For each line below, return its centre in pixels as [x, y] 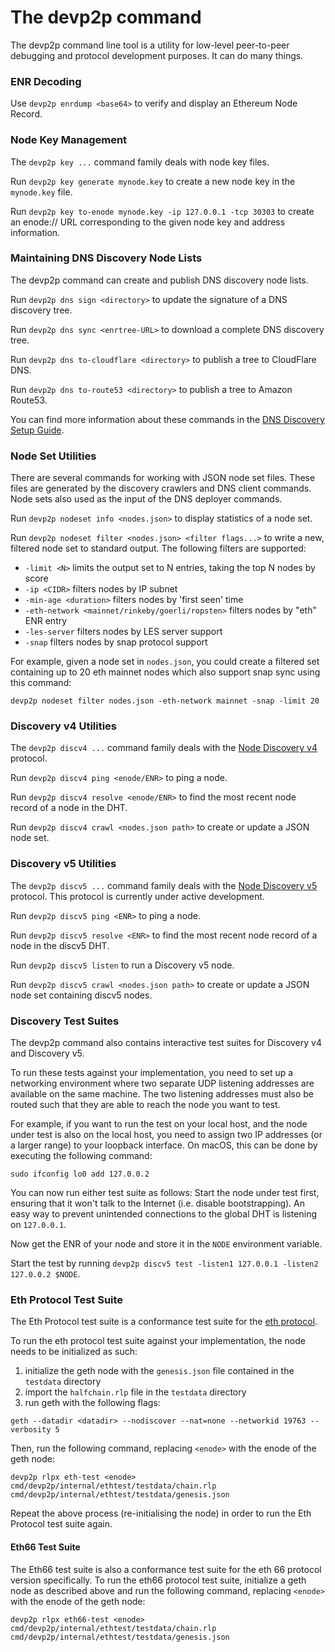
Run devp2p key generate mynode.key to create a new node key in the [153, 181]
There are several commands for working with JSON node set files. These [163, 478]
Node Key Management [69, 140]
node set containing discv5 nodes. [81, 995]
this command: [41, 683]
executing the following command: [81, 1156]
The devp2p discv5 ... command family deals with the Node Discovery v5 [164, 885]
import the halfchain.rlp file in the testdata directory [135, 1392]
